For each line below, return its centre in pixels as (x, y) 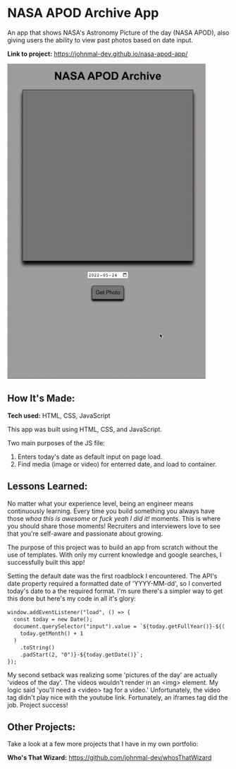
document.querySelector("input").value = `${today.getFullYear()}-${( (119, 626)
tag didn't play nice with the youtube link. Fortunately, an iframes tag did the (118, 697)
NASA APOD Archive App (83, 13)
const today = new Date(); (53, 619)
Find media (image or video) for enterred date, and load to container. (117, 464)
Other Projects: (42, 727)
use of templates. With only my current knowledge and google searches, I (114, 554)
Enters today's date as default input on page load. (90, 457)
